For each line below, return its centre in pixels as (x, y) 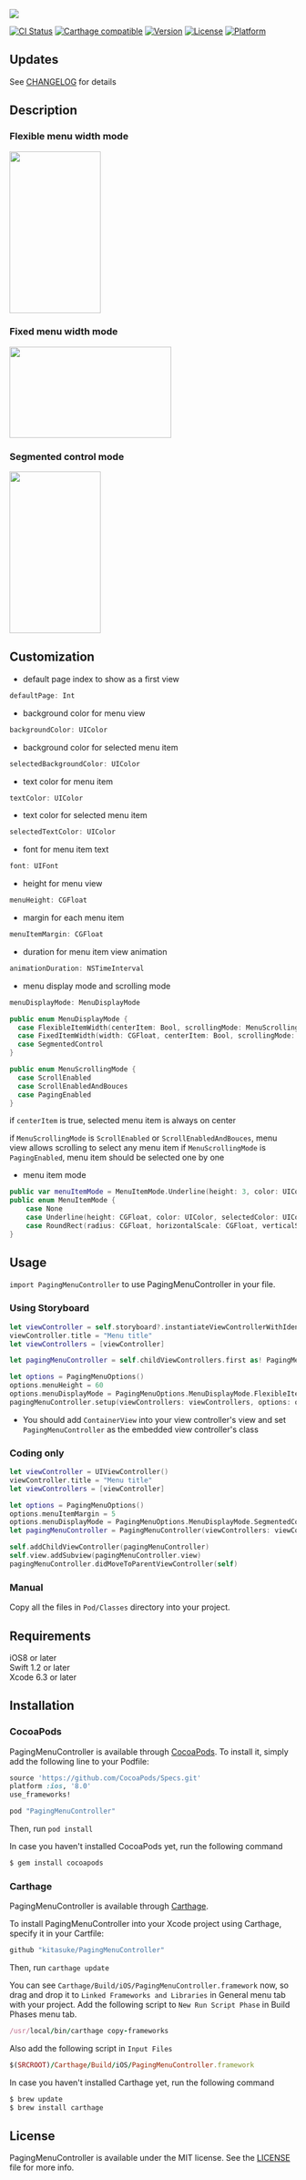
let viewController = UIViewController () (89, 1472)
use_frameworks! (40, 1795)
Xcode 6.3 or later (43, 1677)
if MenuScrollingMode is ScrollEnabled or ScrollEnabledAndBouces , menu (143, 1138)
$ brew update (36, 2099)
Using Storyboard (49, 1308)
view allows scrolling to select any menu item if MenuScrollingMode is (138, 1148)
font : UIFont (34, 866)
